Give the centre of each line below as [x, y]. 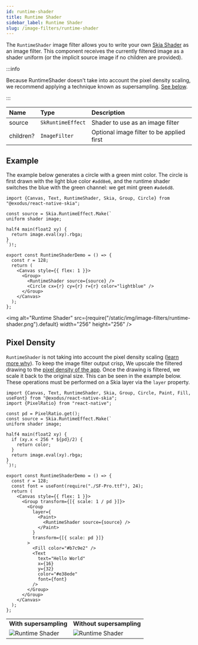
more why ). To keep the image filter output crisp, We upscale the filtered [94, 363]
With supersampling [38, 623]
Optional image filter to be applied [138, 132]
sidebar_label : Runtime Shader [44, 22]
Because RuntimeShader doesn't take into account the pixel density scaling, [98, 80]
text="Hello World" [61, 558]
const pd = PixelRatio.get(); [43, 414]
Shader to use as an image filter [135, 123]
